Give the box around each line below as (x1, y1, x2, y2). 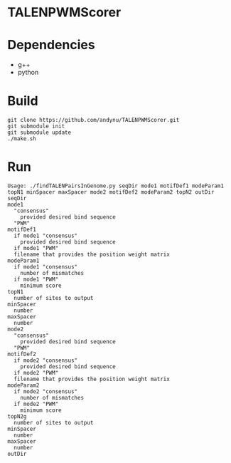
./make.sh (7, 135, 37, 142)
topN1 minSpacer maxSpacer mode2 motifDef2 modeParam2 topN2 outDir (7, 189, 215, 196)
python (17, 68, 39, 77)
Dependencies (7, 37, 95, 53)
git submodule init (7, 123, 65, 130)
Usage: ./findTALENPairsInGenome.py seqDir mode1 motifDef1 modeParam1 (7, 182, 224, 189)
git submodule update (7, 129, 72, 136)
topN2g (7, 413, 27, 420)
